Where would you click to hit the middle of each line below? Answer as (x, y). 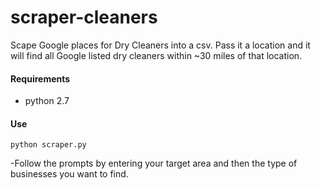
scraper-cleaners (84, 17)
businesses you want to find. (69, 174)
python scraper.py (48, 145)
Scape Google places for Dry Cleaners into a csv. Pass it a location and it (160, 45)
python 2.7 (47, 101)
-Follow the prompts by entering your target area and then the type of (154, 163)
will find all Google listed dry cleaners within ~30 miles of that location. (156, 55)
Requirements (40, 78)
